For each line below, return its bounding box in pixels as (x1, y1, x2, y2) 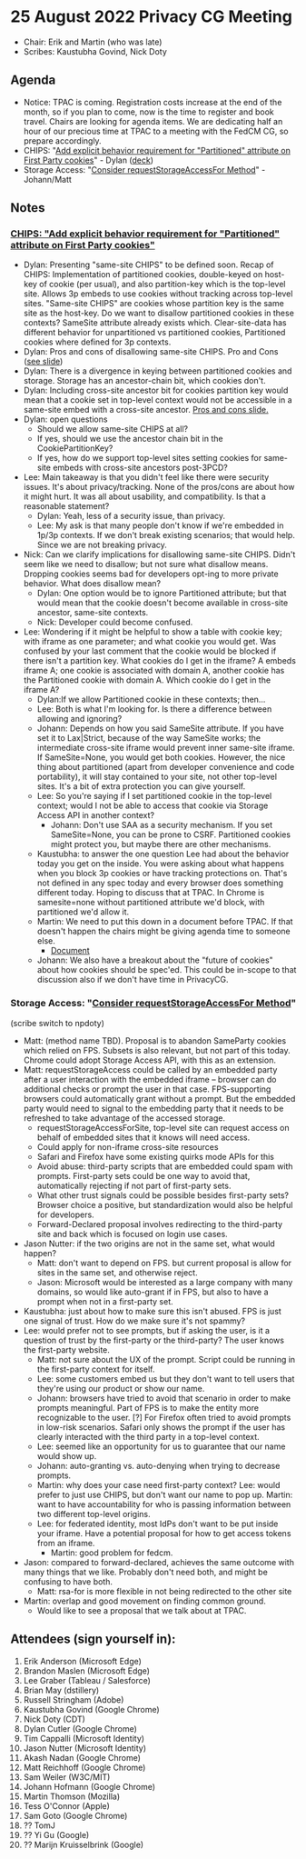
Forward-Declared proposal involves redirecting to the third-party (36, 1218, 283, 1229)
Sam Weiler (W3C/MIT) (23, 1771, 111, 1783)
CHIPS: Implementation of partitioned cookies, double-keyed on (23, 269, 263, 280)
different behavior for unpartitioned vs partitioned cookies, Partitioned (23, 327, 286, 338)
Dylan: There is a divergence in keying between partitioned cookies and (23, 365, 292, 376)
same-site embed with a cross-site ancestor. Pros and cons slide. (23, 405, 269, 415)
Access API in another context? (36, 810, 155, 821)
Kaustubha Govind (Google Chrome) (23, 1704, 160, 1714)
